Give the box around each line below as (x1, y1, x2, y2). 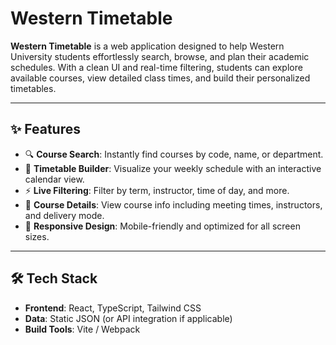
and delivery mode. (24, 209, 105, 221)
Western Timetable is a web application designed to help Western (10, 40, 285, 52)
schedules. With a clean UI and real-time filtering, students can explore (10, 61, 303, 73)
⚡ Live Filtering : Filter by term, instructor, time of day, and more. (24, 184, 290, 196)
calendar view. (24, 173, 85, 185)
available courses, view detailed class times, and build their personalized (10, 72, 311, 84)
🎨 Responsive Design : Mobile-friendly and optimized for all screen (24, 220, 301, 232)
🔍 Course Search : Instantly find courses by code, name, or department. (24, 148, 324, 160)
